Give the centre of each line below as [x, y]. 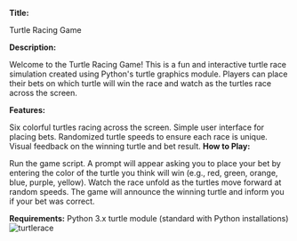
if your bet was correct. [52, 201]
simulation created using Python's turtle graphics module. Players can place [148, 74]
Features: [28, 110]
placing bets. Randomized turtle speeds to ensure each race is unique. [139, 137]
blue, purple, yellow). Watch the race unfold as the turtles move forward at [145, 182]
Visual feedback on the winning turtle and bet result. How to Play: [130, 146]
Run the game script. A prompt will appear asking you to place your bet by [145, 163]
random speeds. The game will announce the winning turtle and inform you [147, 192]
